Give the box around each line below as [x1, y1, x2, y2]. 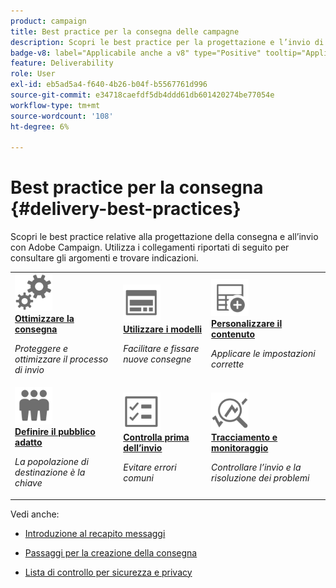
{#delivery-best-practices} [10, 198, 242, 220]
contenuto [211, 328, 255, 340]
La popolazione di [14, 456, 89, 468]
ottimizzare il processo [14, 353, 109, 365]
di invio [14, 363, 45, 375]
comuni [123, 471, 154, 484]
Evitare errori [123, 461, 177, 473]
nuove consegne [123, 353, 192, 365]
